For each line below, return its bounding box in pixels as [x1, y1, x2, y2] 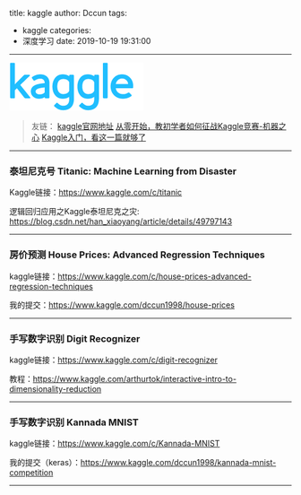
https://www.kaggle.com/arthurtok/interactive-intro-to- [32, 373, 237, 384]
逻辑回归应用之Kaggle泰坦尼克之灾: [9, 206, 141, 217]
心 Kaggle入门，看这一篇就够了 [30, 132, 146, 143]
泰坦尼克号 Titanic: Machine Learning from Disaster [9, 165, 237, 178]
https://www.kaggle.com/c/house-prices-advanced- [57, 271, 253, 282]
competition [9, 467, 54, 478]
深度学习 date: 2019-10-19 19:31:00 [21, 36, 151, 46]
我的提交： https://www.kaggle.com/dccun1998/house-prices [9, 300, 236, 310]
